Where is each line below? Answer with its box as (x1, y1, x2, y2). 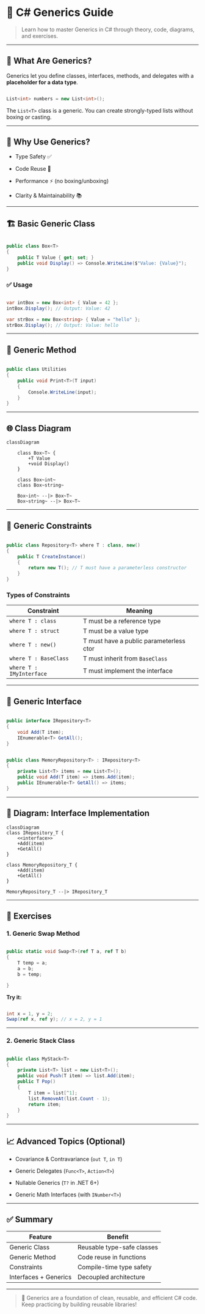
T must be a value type (82, 627, 149, 635)
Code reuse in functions (77, 1253, 146, 1261)
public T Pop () (17, 1078, 56, 1085)
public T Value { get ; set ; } (17, 255, 95, 261)
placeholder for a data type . (6, 78, 78, 86)
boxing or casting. (6, 113, 52, 121)
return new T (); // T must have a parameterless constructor (28, 565, 187, 571)
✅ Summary (6, 1214, 53, 1225)
